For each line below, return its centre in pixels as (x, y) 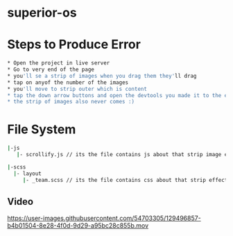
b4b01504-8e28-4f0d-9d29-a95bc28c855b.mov (78, 226)
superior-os (42, 13)
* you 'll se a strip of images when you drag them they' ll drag (102, 76)
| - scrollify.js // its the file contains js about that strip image (119, 155)
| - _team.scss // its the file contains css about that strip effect (125, 180)
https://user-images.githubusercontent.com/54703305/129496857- (104, 218)
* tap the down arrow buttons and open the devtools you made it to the (114, 95)
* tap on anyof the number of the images (68, 82)
